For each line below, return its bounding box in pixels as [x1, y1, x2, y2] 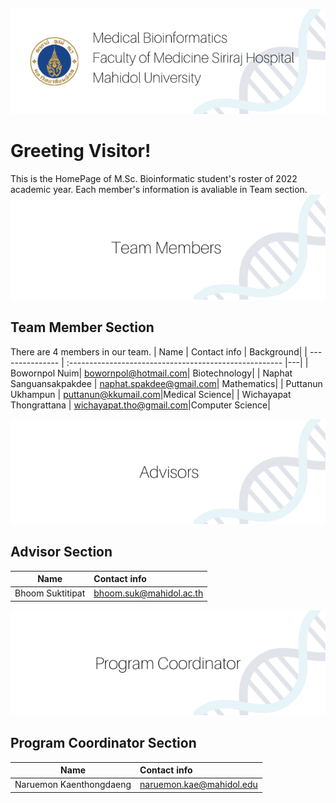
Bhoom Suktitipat [14, 587, 86, 599]
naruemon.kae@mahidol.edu [139, 779, 258, 791]
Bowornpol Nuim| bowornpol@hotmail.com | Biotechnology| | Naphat [10, 367, 293, 379]
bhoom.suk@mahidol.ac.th [93, 587, 204, 599]
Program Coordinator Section [10, 735, 197, 752]
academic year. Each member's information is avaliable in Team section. [10, 183, 308, 195]
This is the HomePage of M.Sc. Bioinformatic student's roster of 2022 [10, 172, 298, 184]
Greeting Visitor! [10, 140, 152, 163]
